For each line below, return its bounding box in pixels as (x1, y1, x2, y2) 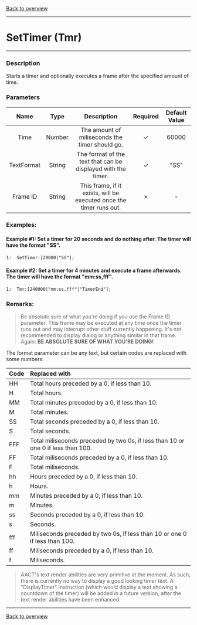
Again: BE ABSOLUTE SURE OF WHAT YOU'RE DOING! (20, 338, 154, 345)
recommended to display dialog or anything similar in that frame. (20, 332, 177, 339)
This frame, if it (80, 181, 122, 189)
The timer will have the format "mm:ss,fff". (6, 273, 113, 280)
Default (165, 108, 187, 117)
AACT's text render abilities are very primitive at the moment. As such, (20, 571, 191, 578)
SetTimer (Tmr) (6, 31, 82, 45)
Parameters (6, 93, 40, 101)
